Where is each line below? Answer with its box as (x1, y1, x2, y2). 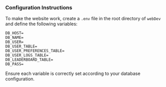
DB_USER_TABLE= (5, 44, 38, 49)
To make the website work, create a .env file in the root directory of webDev (5, 16, 161, 22)
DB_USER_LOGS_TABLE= (5, 53, 49, 58)
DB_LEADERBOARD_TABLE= (5, 57, 53, 62)
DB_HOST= (5, 31, 24, 36)
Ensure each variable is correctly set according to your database (5, 70, 141, 77)
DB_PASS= (5, 62, 24, 67)
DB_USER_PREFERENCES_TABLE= (5, 49, 65, 54)
